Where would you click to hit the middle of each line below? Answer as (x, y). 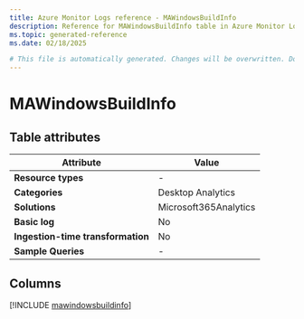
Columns (35, 283)
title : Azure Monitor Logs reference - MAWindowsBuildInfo (123, 18)
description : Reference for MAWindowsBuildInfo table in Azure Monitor (147, 26)
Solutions (35, 207)
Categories (38, 192)
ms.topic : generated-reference (68, 34)
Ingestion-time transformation (81, 237)
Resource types (49, 178)
